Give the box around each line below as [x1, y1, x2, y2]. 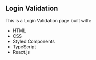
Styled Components [12, 38, 55, 44]
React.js [12, 49, 30, 55]
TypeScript [12, 43, 36, 50]
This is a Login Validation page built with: [5, 17, 91, 23]
